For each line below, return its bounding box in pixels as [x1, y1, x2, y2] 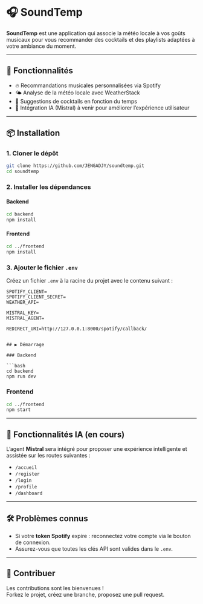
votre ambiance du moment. [6, 42, 77, 50]
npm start [6, 407, 31, 413]
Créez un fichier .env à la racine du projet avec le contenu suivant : [6, 277, 173, 284]
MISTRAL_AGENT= [6, 315, 45, 321]
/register [14, 471, 40, 478]
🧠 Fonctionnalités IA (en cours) [6, 429, 125, 439]
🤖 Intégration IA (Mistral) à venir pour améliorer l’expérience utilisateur [14, 104, 190, 111]
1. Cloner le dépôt [6, 149, 59, 158]
